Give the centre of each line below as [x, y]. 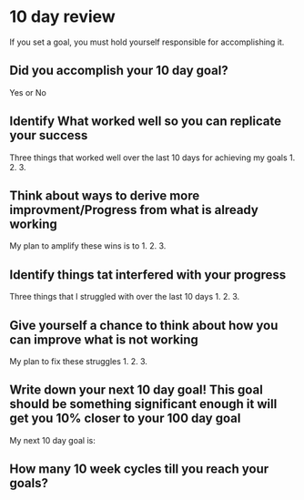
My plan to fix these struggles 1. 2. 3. [79, 361]
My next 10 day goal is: [52, 440]
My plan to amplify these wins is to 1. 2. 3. [88, 246]
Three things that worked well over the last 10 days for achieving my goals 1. [152, 158]
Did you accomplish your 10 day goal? [119, 71]
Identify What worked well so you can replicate [146, 122]
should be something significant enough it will [143, 404]
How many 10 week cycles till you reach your [139, 469]
